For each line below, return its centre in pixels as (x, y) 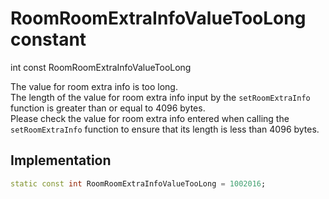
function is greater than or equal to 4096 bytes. (108, 108)
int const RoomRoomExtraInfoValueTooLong (101, 67)
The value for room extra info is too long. (94, 86)
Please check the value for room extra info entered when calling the (150, 118)
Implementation (61, 160)
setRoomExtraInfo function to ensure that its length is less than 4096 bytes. (165, 129)
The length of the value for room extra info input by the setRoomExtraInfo (160, 97)
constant (48, 39)
